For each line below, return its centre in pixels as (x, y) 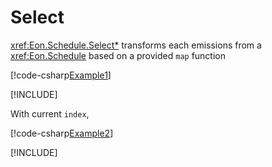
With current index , (50, 113)
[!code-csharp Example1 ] (61, 75)
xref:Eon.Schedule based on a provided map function (118, 55)
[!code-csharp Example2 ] (62, 133)
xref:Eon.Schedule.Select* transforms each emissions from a (136, 45)
